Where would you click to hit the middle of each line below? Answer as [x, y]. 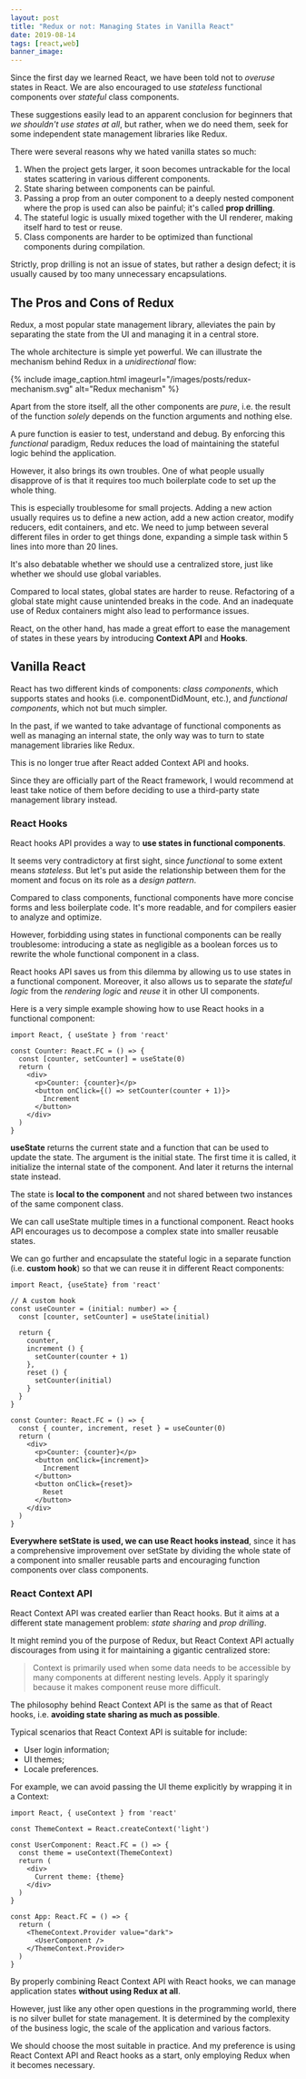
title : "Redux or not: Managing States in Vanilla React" [122, 26]
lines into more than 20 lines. [64, 546]
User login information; [66, 1750]
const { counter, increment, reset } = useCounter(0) [122, 1429]
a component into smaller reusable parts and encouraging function [135, 1560]
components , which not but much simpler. [89, 708]
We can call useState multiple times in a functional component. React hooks [152, 1222]
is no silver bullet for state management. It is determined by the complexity [150, 2019]
